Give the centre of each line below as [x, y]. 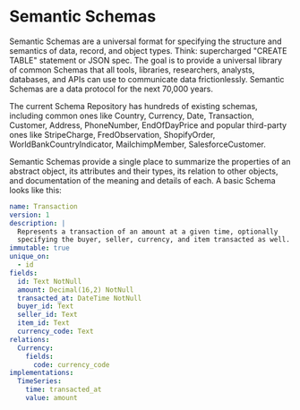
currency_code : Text [56, 332]
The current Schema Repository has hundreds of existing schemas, [133, 106]
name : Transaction [43, 206]
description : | [38, 223]
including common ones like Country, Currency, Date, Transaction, [132, 115]
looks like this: [36, 190]
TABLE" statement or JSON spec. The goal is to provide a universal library [146, 60]
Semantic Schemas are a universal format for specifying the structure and [146, 41]
